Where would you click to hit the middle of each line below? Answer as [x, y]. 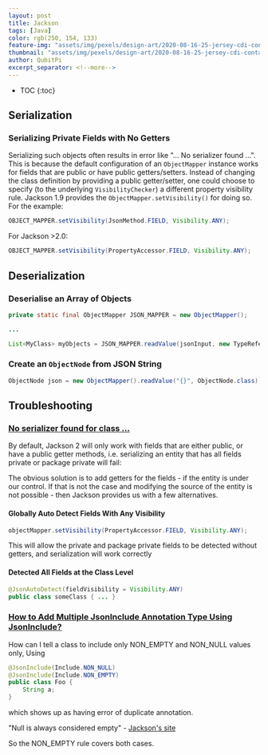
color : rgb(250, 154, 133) [53, 38]
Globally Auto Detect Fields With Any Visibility [87, 513]
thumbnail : [26, 53]
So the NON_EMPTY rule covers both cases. [81, 744]
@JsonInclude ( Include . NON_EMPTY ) [64, 675]
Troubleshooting [51, 406]
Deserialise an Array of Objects [70, 298]
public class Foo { [41, 682]
